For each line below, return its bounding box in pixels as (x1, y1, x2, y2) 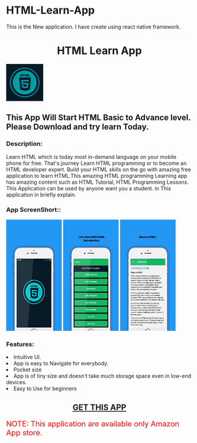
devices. (6, 379, 27, 386)
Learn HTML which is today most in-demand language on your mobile (6, 153, 177, 160)
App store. (6, 428, 43, 438)
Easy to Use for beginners (14, 385, 77, 392)
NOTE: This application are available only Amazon (6, 419, 179, 429)
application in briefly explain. (6, 191, 76, 198)
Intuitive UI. (14, 353, 41, 361)
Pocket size (14, 366, 42, 374)
